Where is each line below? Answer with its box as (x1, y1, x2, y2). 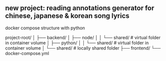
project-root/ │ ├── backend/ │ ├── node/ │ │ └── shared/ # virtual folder (5, 34, 161, 40)
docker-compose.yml (5, 50, 49, 56)
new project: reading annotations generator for (5, 4, 155, 12)
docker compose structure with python (5, 25, 85, 31)
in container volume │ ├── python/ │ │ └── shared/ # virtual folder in (5, 40, 149, 46)
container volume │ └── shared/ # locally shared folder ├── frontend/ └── (5, 45, 161, 51)
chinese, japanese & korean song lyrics (5, 12, 130, 20)
